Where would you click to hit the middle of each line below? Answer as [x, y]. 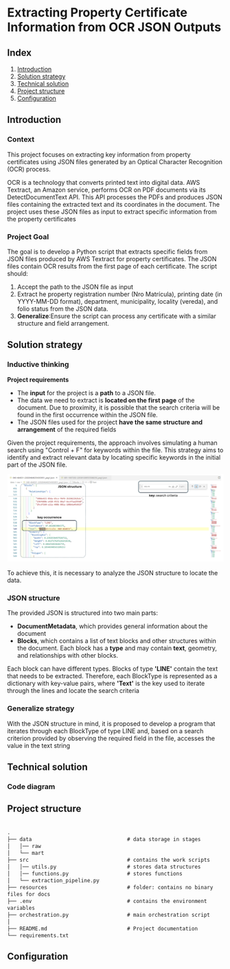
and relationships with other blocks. [68, 656]
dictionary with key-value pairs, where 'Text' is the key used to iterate [106, 683]
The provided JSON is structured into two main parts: [83, 613]
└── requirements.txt [38, 935]
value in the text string [39, 745]
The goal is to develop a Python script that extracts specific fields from [107, 252]
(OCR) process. [29, 169]
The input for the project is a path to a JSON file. [87, 392]
